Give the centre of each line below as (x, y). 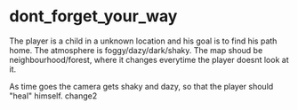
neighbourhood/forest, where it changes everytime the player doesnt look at (149, 59)
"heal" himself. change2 (53, 96)
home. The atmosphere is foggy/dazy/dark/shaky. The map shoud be (136, 50)
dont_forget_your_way (93, 16)
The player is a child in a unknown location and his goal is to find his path (143, 41)
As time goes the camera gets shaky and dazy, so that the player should (141, 86)
